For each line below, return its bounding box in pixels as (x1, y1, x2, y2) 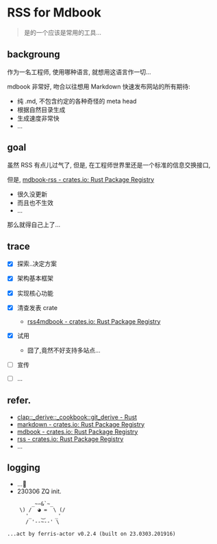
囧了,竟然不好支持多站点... (27, 346, 101, 354)
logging (7, 462, 41, 474)
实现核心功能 (16, 289, 53, 297)
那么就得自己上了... (7, 220, 61, 228)
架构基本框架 (16, 274, 53, 283)
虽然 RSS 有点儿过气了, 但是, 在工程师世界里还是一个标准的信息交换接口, (7, 161, 211, 169)
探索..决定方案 (16, 259, 57, 268)
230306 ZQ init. (16, 487, 62, 495)
